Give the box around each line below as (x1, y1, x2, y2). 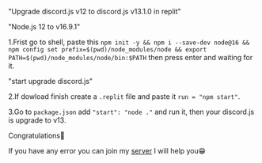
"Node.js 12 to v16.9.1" (8, 22, 81, 31)
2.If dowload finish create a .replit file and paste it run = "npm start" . (8, 92, 241, 101)
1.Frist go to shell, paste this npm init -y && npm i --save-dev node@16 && (8, 37, 250, 47)
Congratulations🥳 (8, 131, 65, 140)
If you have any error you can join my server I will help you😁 (8, 146, 206, 155)
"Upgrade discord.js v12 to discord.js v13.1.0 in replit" (8, 7, 182, 16)
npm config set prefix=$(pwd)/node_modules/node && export (8, 46, 207, 54)
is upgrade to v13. (8, 116, 66, 125)
